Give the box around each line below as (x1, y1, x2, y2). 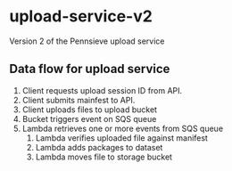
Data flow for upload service (9, 61, 170, 77)
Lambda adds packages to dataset (35, 142, 163, 152)
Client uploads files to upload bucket (21, 104, 158, 115)
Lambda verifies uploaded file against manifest (35, 132, 208, 143)
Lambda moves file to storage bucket (35, 151, 172, 162)
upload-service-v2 (9, 6, 153, 27)
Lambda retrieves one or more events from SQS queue (21, 123, 224, 134)
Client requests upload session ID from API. (21, 85, 183, 95)
